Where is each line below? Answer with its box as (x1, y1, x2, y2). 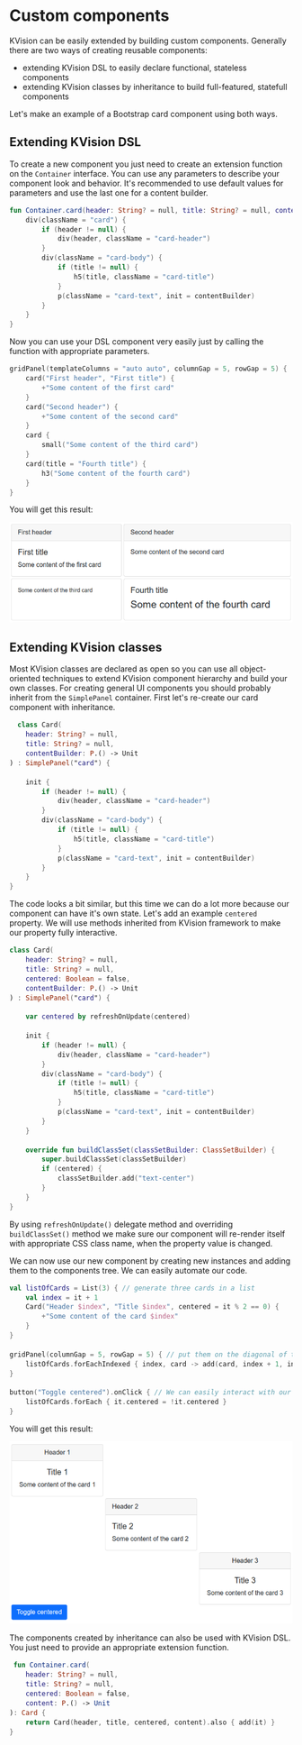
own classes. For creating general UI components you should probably (9, 682, 271, 694)
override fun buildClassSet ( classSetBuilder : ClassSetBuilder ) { (25, 1146, 276, 1155)
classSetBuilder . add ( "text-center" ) (57, 1174, 195, 1183)
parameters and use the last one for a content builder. (9, 187, 209, 198)
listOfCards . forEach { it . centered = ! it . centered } (25, 1398, 227, 1407)
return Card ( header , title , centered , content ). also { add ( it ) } (25, 1718, 276, 1727)
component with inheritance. (9, 702, 116, 713)
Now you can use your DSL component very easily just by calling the (9, 336, 264, 347)
